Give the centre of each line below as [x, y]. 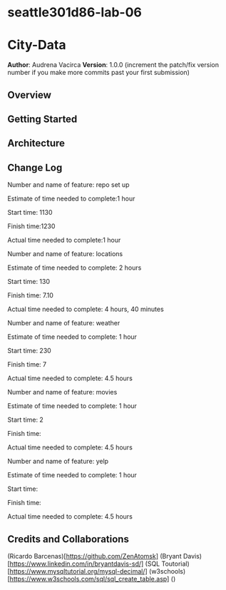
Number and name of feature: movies [62, 392]
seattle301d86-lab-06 [75, 12]
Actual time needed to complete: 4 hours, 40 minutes [86, 309]
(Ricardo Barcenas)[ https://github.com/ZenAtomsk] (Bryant [94, 556]
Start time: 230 [29, 351]
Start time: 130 [29, 282]
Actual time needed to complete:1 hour [64, 240]
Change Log [35, 167]
